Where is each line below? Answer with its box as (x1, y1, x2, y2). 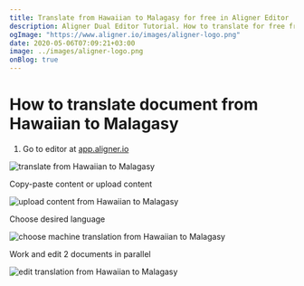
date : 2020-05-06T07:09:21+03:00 (9, 38, 136, 48)
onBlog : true (9, 55, 59, 64)
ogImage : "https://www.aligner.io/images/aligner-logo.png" (9, 30, 242, 39)
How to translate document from (9, 94, 259, 115)
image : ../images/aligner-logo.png (9, 47, 144, 56)
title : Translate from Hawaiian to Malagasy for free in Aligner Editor (9, 13, 290, 23)
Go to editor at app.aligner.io (22, 143, 129, 154)
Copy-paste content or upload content (9, 178, 153, 189)
